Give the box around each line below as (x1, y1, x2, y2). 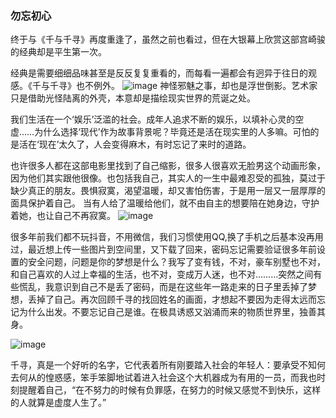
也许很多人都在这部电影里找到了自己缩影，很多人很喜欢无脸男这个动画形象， (10, 160, 326, 172)
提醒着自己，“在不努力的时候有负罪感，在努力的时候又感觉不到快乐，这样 (18, 384, 322, 396)
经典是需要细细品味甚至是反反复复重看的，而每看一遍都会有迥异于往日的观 (10, 67, 317, 79)
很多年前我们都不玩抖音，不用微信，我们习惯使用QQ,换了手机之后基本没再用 (10, 231, 324, 243)
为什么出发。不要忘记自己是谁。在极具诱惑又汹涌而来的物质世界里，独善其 (18, 306, 326, 318)
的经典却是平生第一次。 (10, 46, 107, 58)
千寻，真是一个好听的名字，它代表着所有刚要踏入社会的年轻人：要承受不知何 (10, 359, 326, 371)
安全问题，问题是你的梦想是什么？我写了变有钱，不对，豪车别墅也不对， (27, 256, 326, 268)
